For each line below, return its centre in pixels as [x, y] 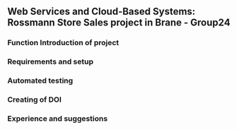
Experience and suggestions [58, 118]
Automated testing [40, 81]
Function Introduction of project [63, 43]
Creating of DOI [35, 100]
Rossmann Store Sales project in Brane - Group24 [119, 23]
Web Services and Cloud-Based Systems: [102, 12]
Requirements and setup [51, 61]
